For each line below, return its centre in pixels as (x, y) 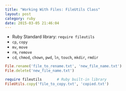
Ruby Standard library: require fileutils (53, 37)
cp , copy (20, 42)
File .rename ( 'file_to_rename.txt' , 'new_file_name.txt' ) (63, 66)
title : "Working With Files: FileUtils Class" (53, 9)
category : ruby (20, 18)
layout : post (18, 14)
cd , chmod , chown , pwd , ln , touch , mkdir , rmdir (55, 57)
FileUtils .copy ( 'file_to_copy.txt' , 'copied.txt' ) (57, 84)
